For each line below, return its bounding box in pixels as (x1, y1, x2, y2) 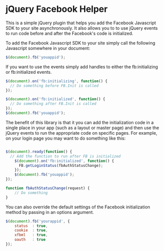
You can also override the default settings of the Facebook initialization (5, 204, 150, 210)
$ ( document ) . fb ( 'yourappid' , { (5, 219, 70, 224)
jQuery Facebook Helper (5, 3, 108, 15)
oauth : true (14, 237, 46, 242)
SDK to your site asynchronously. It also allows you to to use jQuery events (5, 25, 158, 31)
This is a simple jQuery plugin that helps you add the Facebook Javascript (5, 20, 156, 26)
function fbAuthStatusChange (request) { (5, 186, 90, 191)
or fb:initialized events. (5, 69, 52, 75)
